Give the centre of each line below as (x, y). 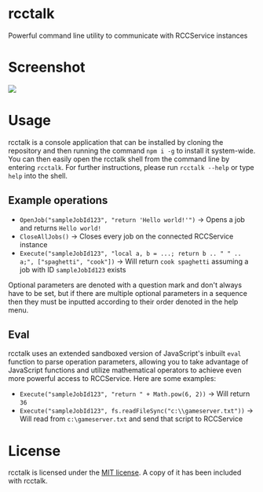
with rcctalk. (28, 481)
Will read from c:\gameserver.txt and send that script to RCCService (131, 419)
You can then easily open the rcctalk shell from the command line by (119, 159)
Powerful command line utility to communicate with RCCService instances (128, 35)
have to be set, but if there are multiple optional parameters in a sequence (128, 293)
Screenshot (47, 67)
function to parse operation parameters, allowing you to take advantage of (128, 362)
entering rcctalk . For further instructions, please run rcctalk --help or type (131, 167)
